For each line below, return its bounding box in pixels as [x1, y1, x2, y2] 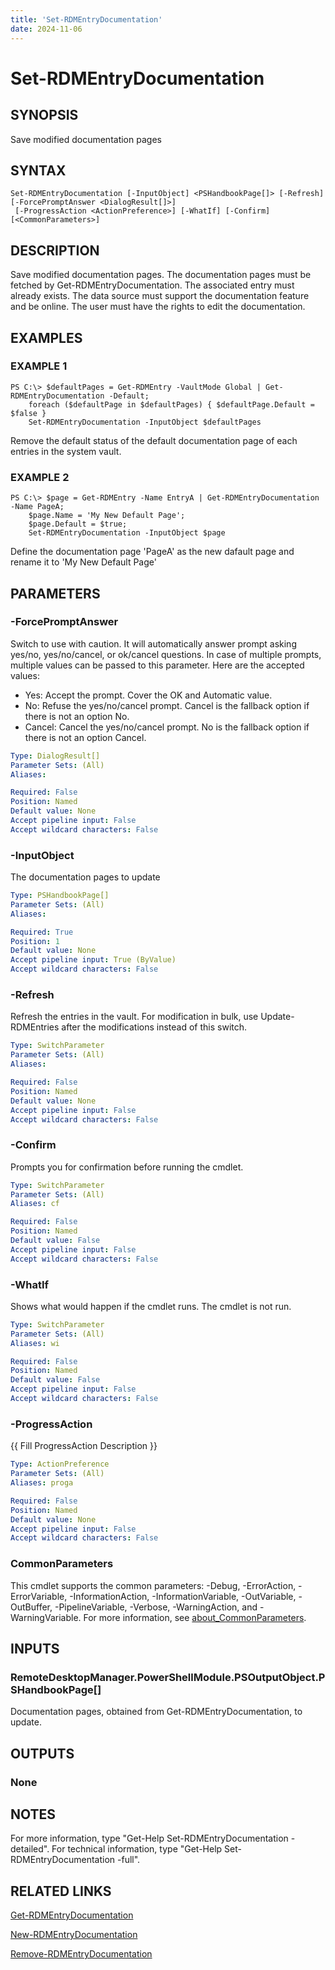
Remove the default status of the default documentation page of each [10, 434, 298, 446]
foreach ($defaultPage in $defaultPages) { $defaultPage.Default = [28, 399, 315, 410]
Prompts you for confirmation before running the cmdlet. [10, 1161, 244, 1173]
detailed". [10, 1843, 50, 1855]
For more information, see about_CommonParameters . [83, 1611, 307, 1623]
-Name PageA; [10, 502, 65, 512]
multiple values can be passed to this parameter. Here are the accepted [10, 659, 305, 671]
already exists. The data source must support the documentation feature [10, 290, 310, 302]
